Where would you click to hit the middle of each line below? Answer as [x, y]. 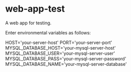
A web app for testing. [28, 23]
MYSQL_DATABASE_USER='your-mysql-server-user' [60, 53]
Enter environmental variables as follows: [48, 32]
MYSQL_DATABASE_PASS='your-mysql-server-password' [66, 58]
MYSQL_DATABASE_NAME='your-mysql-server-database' [66, 64]
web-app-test [35, 9]
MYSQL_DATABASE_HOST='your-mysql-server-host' [61, 48]
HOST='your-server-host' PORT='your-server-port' [59, 42]
